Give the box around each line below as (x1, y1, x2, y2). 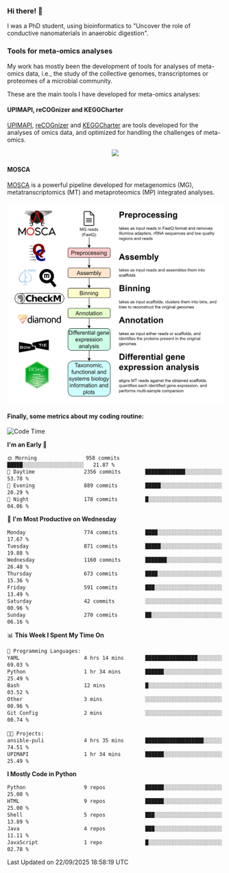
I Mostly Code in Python (7, 770, 77, 778)
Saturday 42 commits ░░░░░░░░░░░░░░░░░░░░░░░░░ (7, 598, 223, 605)
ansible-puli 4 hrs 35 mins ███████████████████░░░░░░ (7, 737, 223, 744)
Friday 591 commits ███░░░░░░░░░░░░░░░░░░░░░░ (7, 584, 223, 591)
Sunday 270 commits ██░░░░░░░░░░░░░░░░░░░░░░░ (7, 612, 223, 618)
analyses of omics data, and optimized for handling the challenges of (7, 128, 202, 136)
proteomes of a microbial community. (7, 76, 113, 85)
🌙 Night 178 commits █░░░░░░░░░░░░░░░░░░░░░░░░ (7, 496, 223, 503)
